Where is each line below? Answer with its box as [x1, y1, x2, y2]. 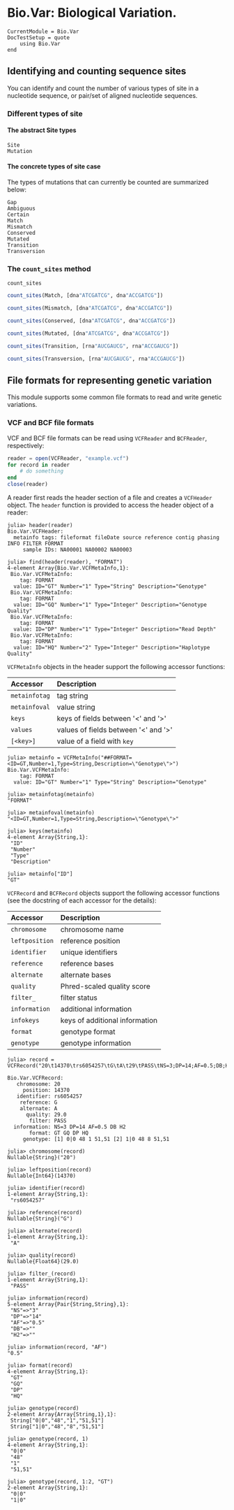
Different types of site [7, 108, 83, 118]
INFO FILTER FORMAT [7, 540, 64, 547]
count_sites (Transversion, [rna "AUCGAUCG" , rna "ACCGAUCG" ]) [7, 355, 186, 362]
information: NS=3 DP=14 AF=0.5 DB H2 [13, 1123, 127, 1130]
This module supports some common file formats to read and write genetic [7, 393, 222, 401]
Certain [7, 211, 30, 218]
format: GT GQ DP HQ [29, 1130, 89, 1137]
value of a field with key [56, 736, 134, 746]
